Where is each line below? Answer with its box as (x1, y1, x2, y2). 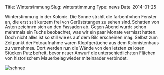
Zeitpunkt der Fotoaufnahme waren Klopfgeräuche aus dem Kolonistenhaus (5, 40, 159, 46)
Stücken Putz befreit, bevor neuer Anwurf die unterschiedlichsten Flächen (5, 50, 156, 56)
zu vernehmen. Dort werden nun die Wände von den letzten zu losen (5, 45, 145, 50)
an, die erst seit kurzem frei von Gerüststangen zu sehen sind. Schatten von (5, 19, 159, 25)
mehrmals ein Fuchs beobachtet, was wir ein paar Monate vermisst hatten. (5, 29, 157, 35)
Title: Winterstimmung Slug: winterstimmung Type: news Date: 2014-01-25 (5, 4, 157, 10)
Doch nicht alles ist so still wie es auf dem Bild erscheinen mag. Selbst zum (5, 34, 158, 40)
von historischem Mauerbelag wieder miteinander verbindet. (5, 55, 128, 61)
